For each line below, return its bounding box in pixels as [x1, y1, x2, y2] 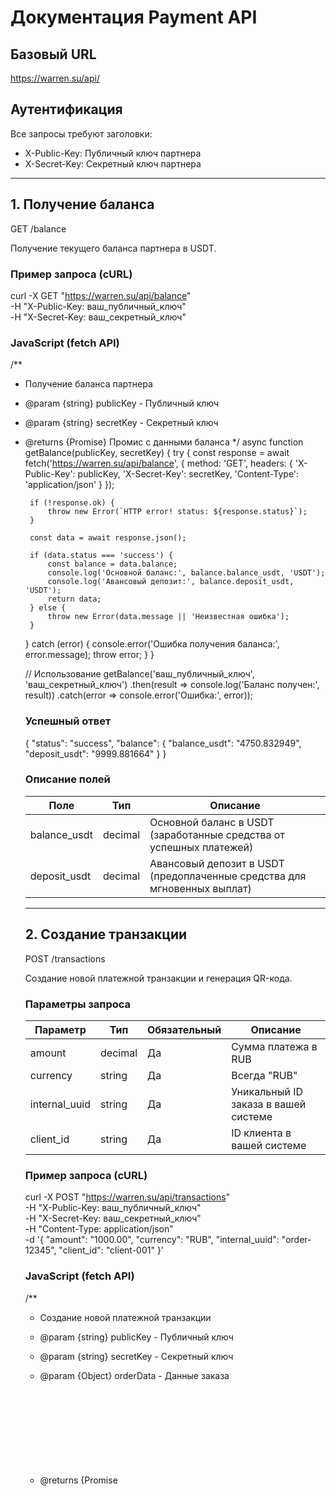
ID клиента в [231, 1126, 292, 1140]
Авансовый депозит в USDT [149, 856, 285, 870]
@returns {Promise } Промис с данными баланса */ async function [24, 436, 304, 448]
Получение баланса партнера [24, 378, 153, 390]
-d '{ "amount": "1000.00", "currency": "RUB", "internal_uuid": [24, 1234, 280, 1246]
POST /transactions [24, 952, 106, 965]
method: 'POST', [62, 1479, 130, 1489]
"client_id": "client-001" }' [58, 1244, 165, 1256]
